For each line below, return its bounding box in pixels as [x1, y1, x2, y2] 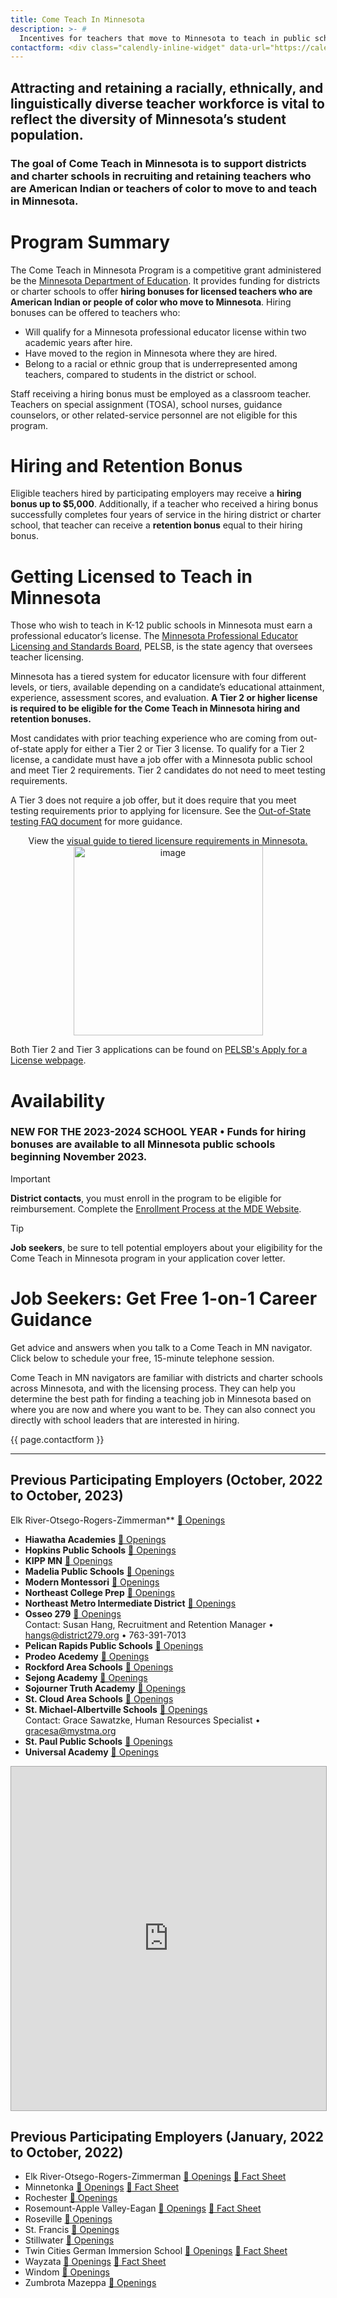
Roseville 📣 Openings [24, 2213, 113, 2225]
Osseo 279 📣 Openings [24, 1607, 122, 1620]
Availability [10, 1089, 106, 1112]
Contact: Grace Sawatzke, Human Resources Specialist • [24, 1714, 261, 1726]
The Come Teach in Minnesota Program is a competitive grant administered [10, 264, 322, 276]
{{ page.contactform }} [10, 1433, 105, 1445]
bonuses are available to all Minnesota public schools [10, 1137, 276, 1151]
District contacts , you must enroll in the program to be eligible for [10, 1192, 282, 1204]
